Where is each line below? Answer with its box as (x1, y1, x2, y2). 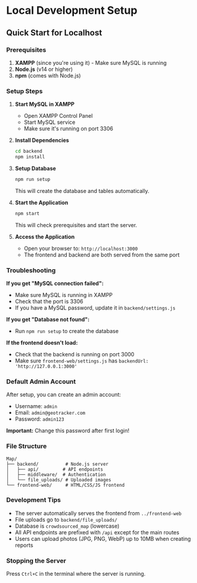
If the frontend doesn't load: (6, 339, 78, 346)
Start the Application (14, 199, 68, 206)
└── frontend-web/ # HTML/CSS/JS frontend (6, 482, 125, 488)
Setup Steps (6, 87, 43, 95)
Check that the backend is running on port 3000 (14, 350, 135, 358)
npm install (14, 154, 45, 160)
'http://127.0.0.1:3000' (14, 363, 77, 370)
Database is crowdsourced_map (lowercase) (14, 522, 120, 530)
